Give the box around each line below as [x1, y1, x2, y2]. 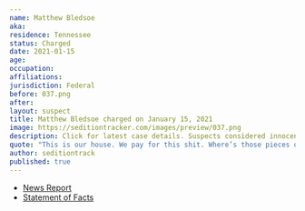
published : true [9, 156, 71, 166]
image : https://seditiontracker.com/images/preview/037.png [9, 124, 242, 133]
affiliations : [9, 73, 64, 82]
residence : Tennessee [9, 30, 92, 39]
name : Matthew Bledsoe [9, 13, 95, 23]
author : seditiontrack [9, 148, 95, 157]
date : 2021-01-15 [9, 47, 75, 56]
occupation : [9, 65, 54, 74]
